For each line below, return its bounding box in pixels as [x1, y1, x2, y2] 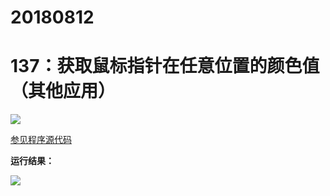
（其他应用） [10, 80, 117, 103]
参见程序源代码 [10, 134, 72, 146]
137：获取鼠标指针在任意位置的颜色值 [10, 55, 320, 78]
